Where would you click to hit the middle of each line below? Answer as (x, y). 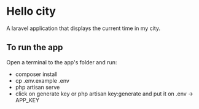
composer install (36, 74)
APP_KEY (27, 100)
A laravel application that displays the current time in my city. (84, 28)
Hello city (31, 11)
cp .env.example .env (42, 80)
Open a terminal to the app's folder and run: (62, 62)
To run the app (35, 47)
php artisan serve (37, 87)
